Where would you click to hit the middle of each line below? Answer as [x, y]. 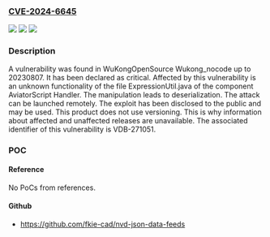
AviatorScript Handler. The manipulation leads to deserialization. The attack [134, 94]
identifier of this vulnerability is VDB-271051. [82, 129]
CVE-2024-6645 [43, 11]
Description [32, 51]
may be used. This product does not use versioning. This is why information [135, 112]
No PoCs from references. [52, 187]
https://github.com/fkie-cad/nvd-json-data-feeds [103, 224]
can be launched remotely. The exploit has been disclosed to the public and [135, 103]
